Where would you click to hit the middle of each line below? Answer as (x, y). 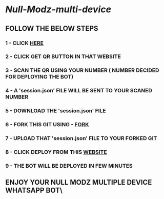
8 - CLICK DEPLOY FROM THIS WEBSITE (56, 152)
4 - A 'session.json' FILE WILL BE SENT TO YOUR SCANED (79, 91)
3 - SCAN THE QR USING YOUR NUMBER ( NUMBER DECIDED (82, 70)
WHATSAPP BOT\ (34, 191)
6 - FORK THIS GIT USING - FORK (47, 125)
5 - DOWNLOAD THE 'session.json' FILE (56, 111)
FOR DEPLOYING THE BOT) (39, 77)
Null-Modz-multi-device (58, 9)
